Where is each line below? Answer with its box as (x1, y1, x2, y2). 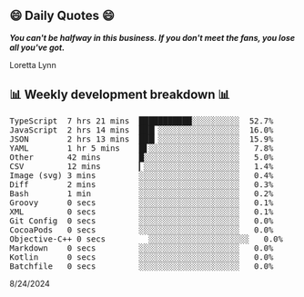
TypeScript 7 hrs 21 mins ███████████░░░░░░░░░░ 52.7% (9, 115, 274, 126)
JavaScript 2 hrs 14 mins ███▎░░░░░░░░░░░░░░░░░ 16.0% (9, 124, 274, 135)
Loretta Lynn (9, 59, 56, 70)
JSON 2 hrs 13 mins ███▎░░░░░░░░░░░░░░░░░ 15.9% (9, 134, 274, 144)
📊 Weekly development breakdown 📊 (9, 87, 230, 103)
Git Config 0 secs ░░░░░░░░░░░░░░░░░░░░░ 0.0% (9, 215, 274, 226)
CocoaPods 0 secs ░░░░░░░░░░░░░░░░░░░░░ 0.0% (9, 224, 274, 235)
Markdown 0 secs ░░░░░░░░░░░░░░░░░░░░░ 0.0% (9, 243, 274, 253)
